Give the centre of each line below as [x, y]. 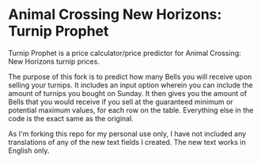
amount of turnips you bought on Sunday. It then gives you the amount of [128, 93]
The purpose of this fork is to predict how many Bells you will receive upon [130, 76]
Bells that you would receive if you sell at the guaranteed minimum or [121, 102]
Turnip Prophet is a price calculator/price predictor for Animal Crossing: [125, 53]
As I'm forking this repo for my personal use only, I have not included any [127, 133]
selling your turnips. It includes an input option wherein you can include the [130, 85]
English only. [29, 150]
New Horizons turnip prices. [54, 61]
